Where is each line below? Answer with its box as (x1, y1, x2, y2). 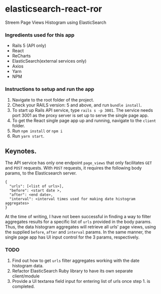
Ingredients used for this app (5, 32, 75, 38)
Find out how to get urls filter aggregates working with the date (12, 258, 140, 263)
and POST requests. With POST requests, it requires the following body (5, 165, 142, 171)
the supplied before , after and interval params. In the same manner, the (5, 229, 151, 235)
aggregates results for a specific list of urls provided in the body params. (5, 219, 152, 225)
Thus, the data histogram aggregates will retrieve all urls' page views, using (5, 224, 156, 230)
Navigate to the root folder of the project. (12, 97, 95, 103)
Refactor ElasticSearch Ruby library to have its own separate (12, 268, 133, 274)
